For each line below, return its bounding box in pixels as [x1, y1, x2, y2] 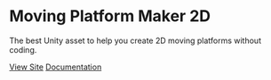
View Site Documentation [9, 62, 102, 72]
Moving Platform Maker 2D [9, 6, 211, 26]
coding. [9, 44, 37, 55]
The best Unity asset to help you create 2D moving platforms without [9, 35, 262, 46]
